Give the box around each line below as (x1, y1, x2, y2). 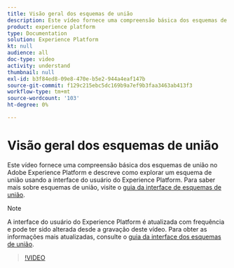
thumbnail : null (7, 69, 55, 76)
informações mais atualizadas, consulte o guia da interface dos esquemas (7, 232, 222, 241)
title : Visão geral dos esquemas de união (7, 10, 133, 17)
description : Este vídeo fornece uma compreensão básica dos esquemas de (7, 17, 228, 24)
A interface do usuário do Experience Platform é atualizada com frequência (7, 218, 225, 226)
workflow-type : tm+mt (7, 88, 71, 95)
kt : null (7, 43, 33, 50)
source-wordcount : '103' (7, 95, 80, 102)
